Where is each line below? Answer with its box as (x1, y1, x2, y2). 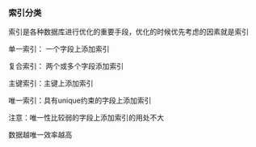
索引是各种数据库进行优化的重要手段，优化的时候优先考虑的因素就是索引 (8, 27, 249, 37)
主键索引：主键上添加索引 (8, 78, 94, 88)
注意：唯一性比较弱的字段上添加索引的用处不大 (8, 113, 164, 123)
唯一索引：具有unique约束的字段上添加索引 (8, 95, 152, 106)
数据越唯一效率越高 (8, 130, 73, 140)
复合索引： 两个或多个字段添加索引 (8, 61, 124, 71)
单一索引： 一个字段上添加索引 (8, 44, 110, 54)
